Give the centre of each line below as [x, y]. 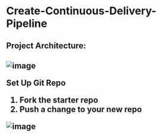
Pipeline [27, 24]
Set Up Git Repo [36, 82]
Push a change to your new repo [81, 109]
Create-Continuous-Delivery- [81, 11]
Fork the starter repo [59, 100]
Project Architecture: [46, 46]
